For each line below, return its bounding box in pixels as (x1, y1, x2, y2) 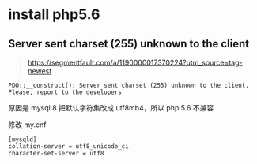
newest (27, 66, 52, 76)
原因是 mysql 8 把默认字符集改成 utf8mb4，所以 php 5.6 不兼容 (8, 103, 214, 112)
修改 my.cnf (8, 120, 47, 129)
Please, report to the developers (8, 88, 123, 96)
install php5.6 (8, 6, 100, 24)
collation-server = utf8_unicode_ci (8, 143, 129, 151)
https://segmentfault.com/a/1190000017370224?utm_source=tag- (27, 58, 243, 67)
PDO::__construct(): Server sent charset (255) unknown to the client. (8, 81, 249, 89)
